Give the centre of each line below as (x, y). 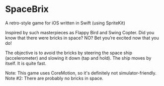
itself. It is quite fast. (26, 63)
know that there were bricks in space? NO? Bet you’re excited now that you (82, 38)
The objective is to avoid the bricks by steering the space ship (69, 53)
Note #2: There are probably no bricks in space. (54, 78)
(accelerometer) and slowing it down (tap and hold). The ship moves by (78, 58)
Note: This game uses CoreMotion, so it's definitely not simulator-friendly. (81, 73)
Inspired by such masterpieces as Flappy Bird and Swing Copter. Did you (80, 32)
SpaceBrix (27, 9)
